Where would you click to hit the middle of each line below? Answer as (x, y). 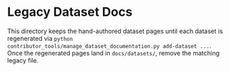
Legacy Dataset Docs (70, 12)
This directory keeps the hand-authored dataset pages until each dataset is (115, 31)
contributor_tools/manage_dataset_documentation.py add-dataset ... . (109, 45)
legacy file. (23, 60)
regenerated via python (40, 38)
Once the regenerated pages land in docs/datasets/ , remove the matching (114, 53)
